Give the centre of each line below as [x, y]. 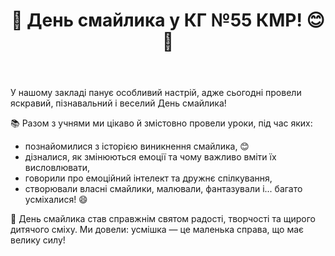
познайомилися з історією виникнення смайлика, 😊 [137, 146]
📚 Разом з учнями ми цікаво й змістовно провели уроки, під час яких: [161, 123]
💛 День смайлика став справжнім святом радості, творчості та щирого [163, 219]
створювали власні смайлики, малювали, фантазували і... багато [163, 189]
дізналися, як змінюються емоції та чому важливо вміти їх [150, 157]
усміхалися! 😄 [56, 200]
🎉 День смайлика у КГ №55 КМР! [157, 20]
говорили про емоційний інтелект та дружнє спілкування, [148, 178]
